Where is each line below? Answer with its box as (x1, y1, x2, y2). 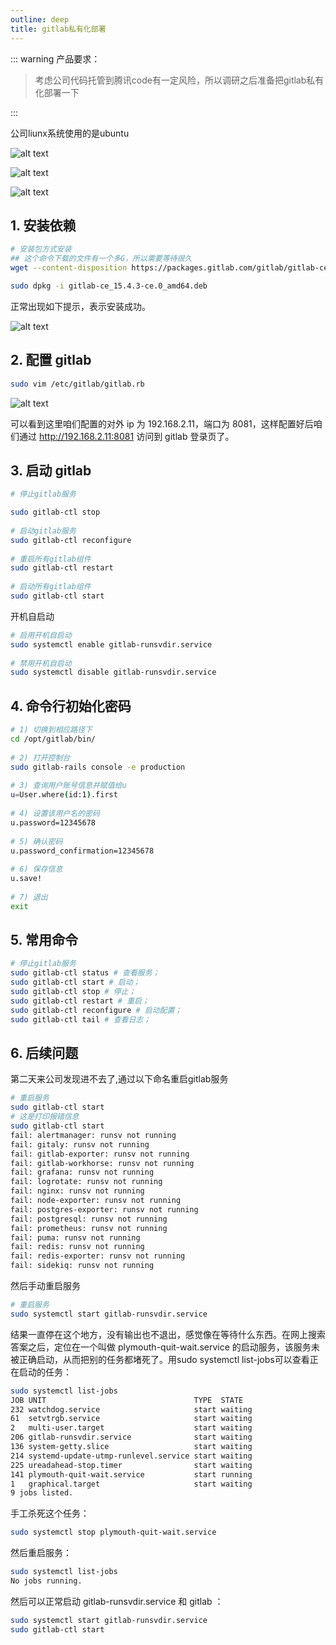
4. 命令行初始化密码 (10, 697, 132, 715)
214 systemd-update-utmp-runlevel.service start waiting (10, 1451, 253, 1461)
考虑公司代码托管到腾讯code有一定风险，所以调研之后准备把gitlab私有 (34, 74, 325, 86)
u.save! (10, 874, 43, 884)
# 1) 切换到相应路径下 (10, 725, 93, 735)
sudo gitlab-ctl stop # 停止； (10, 987, 137, 997)
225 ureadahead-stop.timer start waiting (10, 1460, 253, 1470)
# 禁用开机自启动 (10, 658, 72, 668)
